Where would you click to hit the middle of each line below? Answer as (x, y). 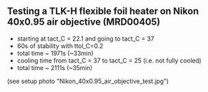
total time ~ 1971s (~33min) (55, 53)
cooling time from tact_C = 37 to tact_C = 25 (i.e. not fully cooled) (109, 60)
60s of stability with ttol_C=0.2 (60, 46)
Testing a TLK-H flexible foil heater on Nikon (103, 11)
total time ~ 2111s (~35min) (55, 67)
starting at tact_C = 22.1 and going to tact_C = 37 (86, 38)
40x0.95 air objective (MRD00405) (84, 22)
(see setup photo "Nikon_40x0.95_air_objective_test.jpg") (88, 81)
